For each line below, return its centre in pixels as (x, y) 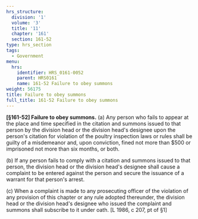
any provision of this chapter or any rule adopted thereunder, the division (96, 197)
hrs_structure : (25, 12)
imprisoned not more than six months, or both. (63, 149)
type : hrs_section (29, 45)
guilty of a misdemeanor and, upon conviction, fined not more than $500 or (99, 142)
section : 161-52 (32, 39)
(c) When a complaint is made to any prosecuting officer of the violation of (97, 190)
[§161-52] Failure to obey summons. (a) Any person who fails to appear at (98, 117)
